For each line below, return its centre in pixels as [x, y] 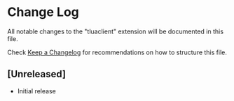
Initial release [36, 91]
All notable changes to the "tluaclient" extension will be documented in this [116, 31]
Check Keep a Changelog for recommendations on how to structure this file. [117, 52]
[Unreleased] [37, 74]
